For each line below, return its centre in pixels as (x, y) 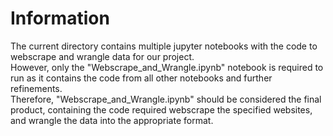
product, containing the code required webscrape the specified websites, (161, 109)
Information (60, 18)
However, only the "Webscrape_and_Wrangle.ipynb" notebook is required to (167, 67)
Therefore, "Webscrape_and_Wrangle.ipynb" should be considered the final (166, 99)
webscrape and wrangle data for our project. (102, 56)
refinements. (36, 88)
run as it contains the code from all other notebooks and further (141, 78)
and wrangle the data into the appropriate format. (112, 120)
